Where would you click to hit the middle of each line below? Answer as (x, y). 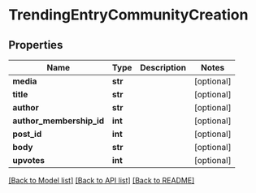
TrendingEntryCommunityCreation (128, 15)
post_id (27, 134)
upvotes (29, 160)
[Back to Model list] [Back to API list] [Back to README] (102, 180)
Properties (36, 45)
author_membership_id (59, 121)
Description (163, 68)
